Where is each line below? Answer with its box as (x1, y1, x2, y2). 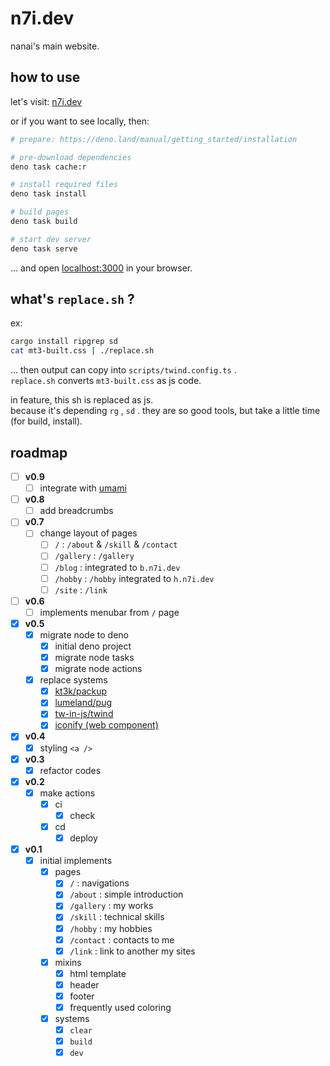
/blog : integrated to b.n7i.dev (54, 561, 181, 573)
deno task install (10, 189, 87, 199)
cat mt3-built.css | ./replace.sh (10, 346, 155, 356)
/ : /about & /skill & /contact (54, 538, 178, 551)
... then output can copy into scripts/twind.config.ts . (10, 364, 237, 376)
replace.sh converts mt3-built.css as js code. (10, 375, 202, 387)
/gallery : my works (69, 900, 154, 912)
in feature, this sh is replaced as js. (10, 394, 154, 406)
